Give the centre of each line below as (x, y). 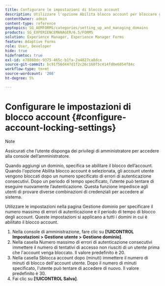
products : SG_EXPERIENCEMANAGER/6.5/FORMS (49, 32)
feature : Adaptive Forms (30, 42)
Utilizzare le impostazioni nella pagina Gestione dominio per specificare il (79, 206)
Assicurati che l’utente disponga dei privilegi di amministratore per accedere (82, 151)
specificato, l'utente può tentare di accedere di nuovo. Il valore (75, 268)
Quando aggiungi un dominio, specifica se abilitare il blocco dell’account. (79, 166)
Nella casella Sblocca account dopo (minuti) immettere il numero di (80, 257)
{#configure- (99, 117)
